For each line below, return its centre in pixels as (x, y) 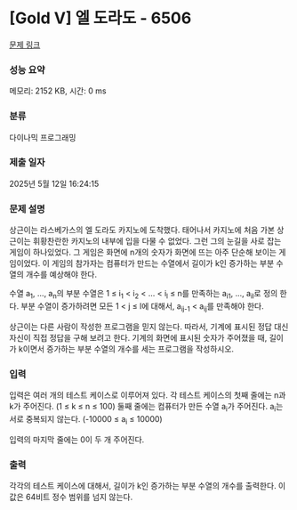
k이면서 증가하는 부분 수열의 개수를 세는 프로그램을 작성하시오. (126, 349)
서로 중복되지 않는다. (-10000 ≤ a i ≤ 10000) (86, 420)
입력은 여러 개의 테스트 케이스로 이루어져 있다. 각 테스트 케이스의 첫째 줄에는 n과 (148, 395)
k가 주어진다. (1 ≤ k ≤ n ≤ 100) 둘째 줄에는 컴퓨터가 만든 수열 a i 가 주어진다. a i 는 (146, 408)
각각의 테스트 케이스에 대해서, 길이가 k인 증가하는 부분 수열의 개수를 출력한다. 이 (148, 485)
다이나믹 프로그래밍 (43, 137)
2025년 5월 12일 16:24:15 (54, 183)
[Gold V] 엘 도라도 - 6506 (100, 18)
